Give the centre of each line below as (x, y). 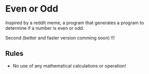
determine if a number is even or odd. (45, 28)
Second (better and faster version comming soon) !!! (60, 38)
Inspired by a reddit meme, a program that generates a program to (74, 23)
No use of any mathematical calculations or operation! (69, 65)
